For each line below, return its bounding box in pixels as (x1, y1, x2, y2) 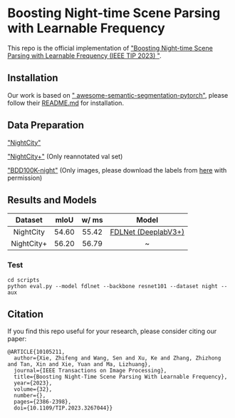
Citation (7, 308, 44, 320)
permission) (7, 173, 43, 182)
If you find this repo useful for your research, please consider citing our (7, 327, 217, 336)
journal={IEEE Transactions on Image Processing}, (14, 367, 167, 374)
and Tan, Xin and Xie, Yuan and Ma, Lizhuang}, (7, 361, 152, 368)
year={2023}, (14, 379, 53, 387)
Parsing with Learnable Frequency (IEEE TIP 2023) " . (7, 51, 162, 60)
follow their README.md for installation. (7, 98, 125, 107)
